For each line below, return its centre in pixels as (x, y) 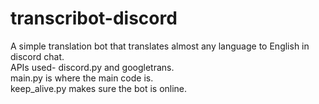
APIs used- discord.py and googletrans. (92, 67)
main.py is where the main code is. (82, 78)
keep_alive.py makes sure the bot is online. (99, 88)
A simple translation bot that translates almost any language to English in (160, 46)
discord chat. (37, 56)
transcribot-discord (94, 18)
